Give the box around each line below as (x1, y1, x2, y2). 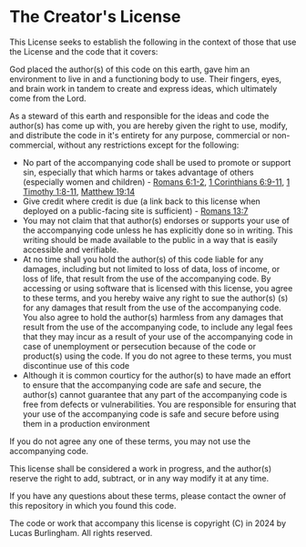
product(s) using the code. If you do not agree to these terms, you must (22, 350, 292, 361)
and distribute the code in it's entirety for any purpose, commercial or (9, 129, 270, 140)
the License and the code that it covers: (9, 46, 158, 56)
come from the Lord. (9, 93, 87, 104)
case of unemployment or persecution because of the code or (22, 340, 257, 351)
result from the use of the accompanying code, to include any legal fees (22, 321, 293, 332)
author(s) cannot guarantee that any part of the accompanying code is (22, 389, 288, 400)
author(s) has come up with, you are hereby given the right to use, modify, (9, 120, 289, 131)
